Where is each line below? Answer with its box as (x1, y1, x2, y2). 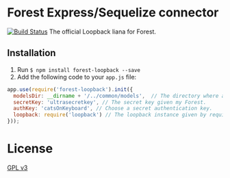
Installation (7, 47, 56, 59)
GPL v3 (7, 163, 28, 172)
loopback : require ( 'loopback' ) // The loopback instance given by (13, 112, 207, 118)
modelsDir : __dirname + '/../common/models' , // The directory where (13, 92, 219, 99)
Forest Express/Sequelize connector (7, 5, 219, 21)
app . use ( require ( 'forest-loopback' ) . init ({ (7, 86, 133, 93)
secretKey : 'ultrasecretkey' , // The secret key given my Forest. (13, 99, 207, 105)
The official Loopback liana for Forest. (49, 27, 156, 36)
